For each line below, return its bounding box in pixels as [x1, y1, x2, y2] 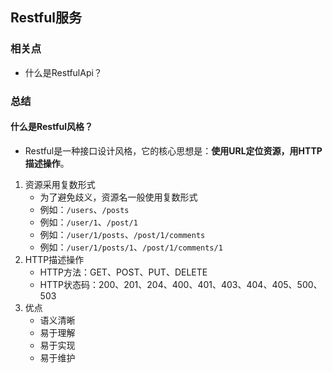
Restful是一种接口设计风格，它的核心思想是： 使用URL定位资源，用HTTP [24, 144, 323, 157]
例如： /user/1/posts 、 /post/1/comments [39, 228, 206, 240]
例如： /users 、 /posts [39, 203, 130, 215]
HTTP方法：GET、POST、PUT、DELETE [39, 266, 208, 278]
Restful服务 [10, 9, 82, 27]
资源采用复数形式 [24, 178, 96, 190]
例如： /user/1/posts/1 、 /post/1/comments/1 [39, 241, 223, 253]
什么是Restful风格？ [10, 121, 93, 133]
